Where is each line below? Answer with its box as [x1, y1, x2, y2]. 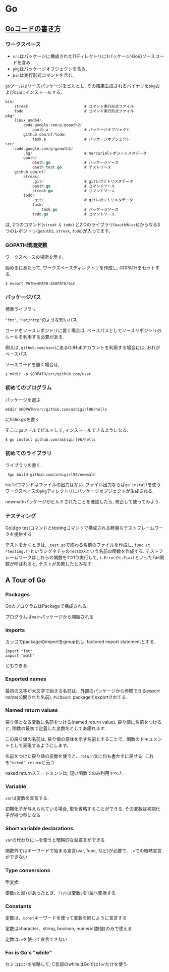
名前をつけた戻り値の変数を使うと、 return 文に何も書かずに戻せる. [5, 753, 144, 759]
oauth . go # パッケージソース [32, 160, 119, 165]
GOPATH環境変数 [5, 242, 48, 249]
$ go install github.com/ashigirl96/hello [5, 437, 96, 442]
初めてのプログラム [5, 384, 52, 391]
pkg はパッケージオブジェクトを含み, [12, 66, 87, 72]
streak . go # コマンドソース [32, 188, 115, 193]
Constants [5, 902, 32, 909]
